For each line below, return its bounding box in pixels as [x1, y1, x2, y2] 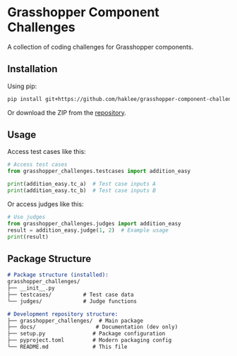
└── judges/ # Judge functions [7, 297, 138, 304]
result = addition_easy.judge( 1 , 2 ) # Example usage [7, 227, 169, 234]
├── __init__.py [7, 285, 55, 292]
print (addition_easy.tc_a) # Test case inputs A [7, 181, 157, 188]
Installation [7, 63, 58, 75]
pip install [7, 95, 42, 102]
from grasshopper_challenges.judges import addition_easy [7, 220, 181, 227]
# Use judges [7, 213, 46, 220]
